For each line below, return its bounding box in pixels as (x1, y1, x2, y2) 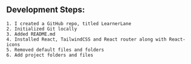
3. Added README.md (6, 31, 56, 37)
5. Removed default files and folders (6, 47, 104, 53)
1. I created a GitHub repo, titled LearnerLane (6, 20, 132, 26)
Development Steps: (6, 5, 85, 15)
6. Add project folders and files (6, 52, 94, 58)
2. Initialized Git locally (6, 26, 78, 32)
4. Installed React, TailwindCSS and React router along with (6, 36, 167, 42)
